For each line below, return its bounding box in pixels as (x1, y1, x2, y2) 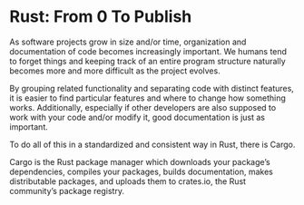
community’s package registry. (9, 185, 125, 196)
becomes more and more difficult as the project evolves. (9, 65, 221, 76)
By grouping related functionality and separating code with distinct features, (9, 83, 295, 93)
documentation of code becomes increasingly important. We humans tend (9, 45, 288, 56)
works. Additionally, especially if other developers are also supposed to (9, 102, 277, 112)
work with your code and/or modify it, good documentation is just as (9, 112, 266, 122)
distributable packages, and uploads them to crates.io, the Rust (9, 175, 247, 187)
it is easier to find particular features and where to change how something (9, 93, 286, 103)
